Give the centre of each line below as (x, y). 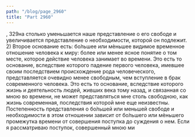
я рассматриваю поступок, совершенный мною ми (71, 128)
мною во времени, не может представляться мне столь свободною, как (97, 96)
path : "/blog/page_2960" (36, 11)
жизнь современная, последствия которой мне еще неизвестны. (88, 102)
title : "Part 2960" (30, 17)
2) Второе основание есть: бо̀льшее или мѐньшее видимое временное (95, 46)
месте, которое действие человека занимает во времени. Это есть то (94, 59)
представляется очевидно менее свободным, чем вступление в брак (93, 78)
